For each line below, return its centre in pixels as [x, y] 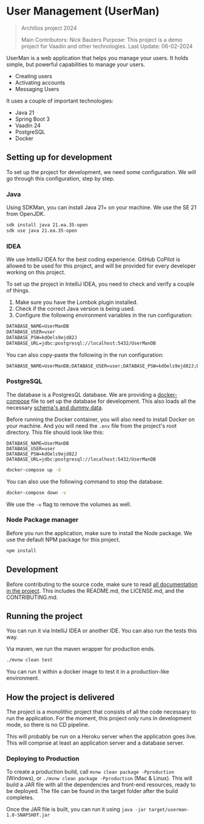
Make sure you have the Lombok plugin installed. [76, 302]
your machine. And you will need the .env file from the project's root [92, 425]
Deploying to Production [43, 758]
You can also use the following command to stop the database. [85, 481]
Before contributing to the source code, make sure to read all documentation [102, 584]
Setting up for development [59, 157]
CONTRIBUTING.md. [32, 597]
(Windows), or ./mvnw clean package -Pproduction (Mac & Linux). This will [99, 778]
